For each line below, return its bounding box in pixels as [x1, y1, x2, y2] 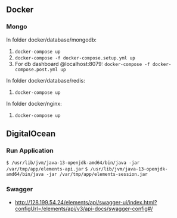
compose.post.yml [14, 67, 58, 72]
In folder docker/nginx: [6, 100, 63, 107]
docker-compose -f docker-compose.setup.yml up [14, 55, 135, 61]
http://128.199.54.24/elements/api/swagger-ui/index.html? [14, 198, 157, 206]
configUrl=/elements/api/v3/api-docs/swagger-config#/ [14, 205, 153, 212]
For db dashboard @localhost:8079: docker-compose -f [14, 60, 150, 67]
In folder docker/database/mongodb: [6, 36, 97, 43]
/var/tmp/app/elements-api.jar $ [6, 166, 88, 172]
